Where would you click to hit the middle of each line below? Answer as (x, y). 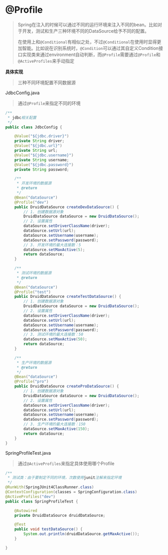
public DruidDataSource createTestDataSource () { (68, 297)
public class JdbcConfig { (34, 127)
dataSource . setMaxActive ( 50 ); (55, 339)
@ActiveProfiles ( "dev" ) (30, 496)
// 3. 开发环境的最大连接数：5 (52, 245)
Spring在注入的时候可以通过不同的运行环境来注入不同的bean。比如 (88, 24)
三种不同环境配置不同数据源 (47, 82)
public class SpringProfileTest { (42, 501)
